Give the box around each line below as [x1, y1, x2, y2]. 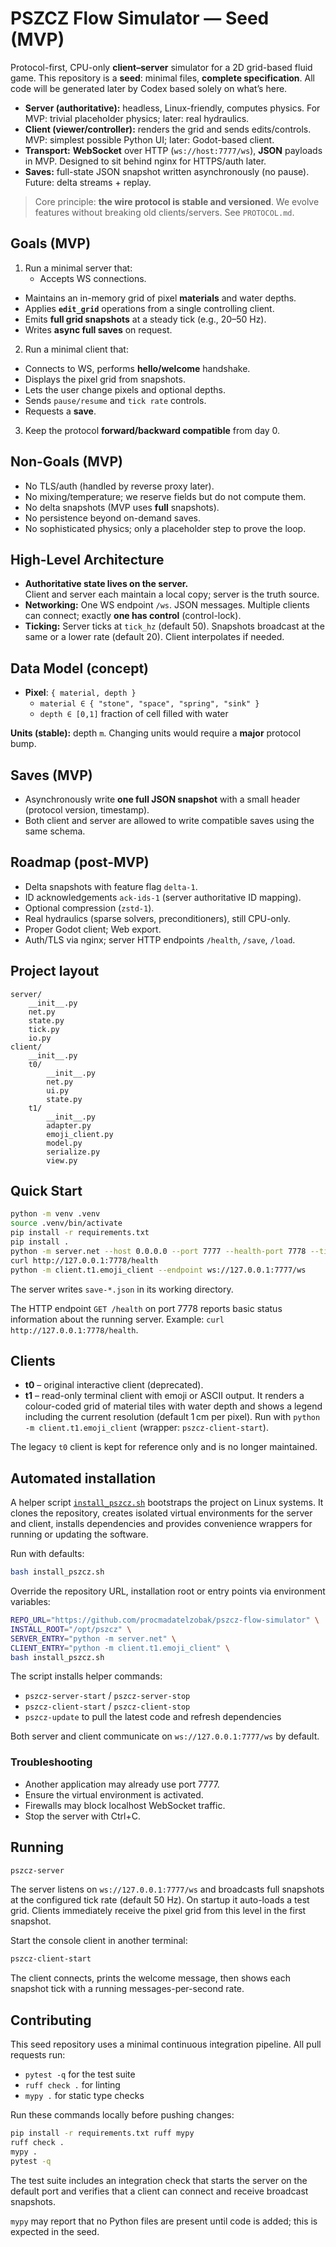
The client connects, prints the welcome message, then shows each [10, 1972, 291, 1984]
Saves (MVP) [10, 767, 93, 784]
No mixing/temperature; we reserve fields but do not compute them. [24, 490, 307, 502]
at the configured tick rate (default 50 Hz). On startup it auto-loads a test [10, 1894, 310, 1906]
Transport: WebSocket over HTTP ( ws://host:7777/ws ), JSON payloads [24, 144, 323, 156]
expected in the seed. [10, 2225, 100, 2237]
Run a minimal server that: [24, 262, 133, 274]
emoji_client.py [46, 1129, 114, 1139]
